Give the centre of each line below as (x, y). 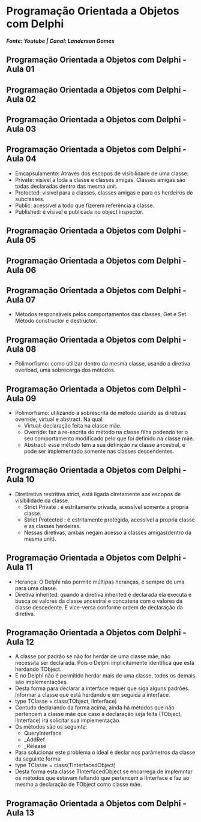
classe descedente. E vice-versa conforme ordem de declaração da (99, 607)
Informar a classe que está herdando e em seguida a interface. (92, 695)
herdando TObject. (38, 669)
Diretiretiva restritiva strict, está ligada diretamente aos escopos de (98, 494)
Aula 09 (21, 398)
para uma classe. (36, 588)
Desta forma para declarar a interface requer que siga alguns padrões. (102, 688)
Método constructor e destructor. (56, 321)
